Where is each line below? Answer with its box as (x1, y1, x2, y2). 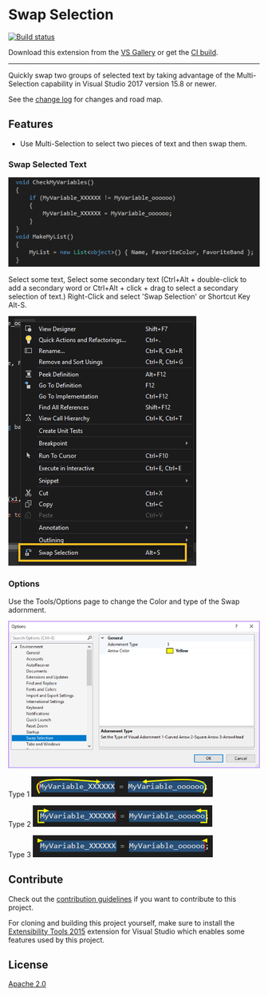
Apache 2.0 (8, 979, 46, 989)
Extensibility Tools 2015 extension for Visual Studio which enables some (8, 927, 245, 936)
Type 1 (8, 789, 30, 799)
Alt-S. (8, 300, 28, 310)
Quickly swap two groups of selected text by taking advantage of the (8, 70, 235, 80)
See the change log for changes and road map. (8, 94, 164, 104)
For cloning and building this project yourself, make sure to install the (8, 918, 235, 927)
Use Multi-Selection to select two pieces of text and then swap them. (19, 138, 247, 149)
